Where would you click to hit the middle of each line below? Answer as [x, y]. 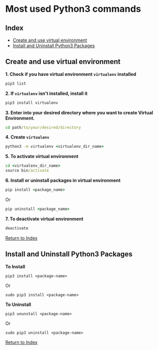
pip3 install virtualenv [32, 103]
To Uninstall [18, 304]
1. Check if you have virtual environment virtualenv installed [71, 74]
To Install [15, 266]
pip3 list [16, 83]
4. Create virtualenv [27, 137]
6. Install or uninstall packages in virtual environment [63, 181]
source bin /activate [27, 171]
